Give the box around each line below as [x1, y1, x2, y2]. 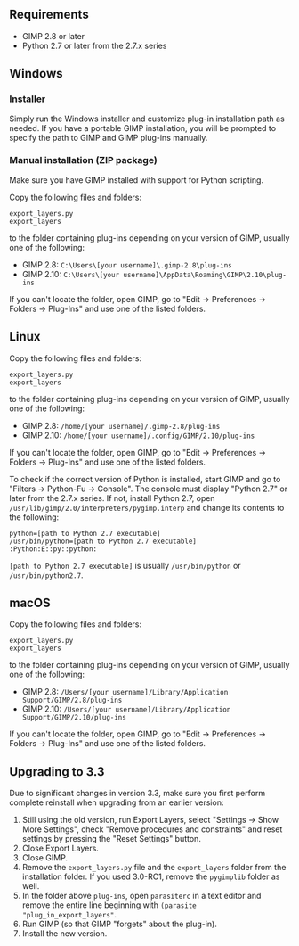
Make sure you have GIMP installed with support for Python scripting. [9, 174, 264, 185]
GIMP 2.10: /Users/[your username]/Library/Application [21, 703, 231, 714]
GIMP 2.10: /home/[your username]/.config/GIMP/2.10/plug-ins [21, 430, 255, 440]
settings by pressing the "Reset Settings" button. [21, 834, 202, 844]
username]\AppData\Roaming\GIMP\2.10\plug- [123, 270, 287, 279]
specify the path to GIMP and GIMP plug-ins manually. [9, 132, 208, 143]
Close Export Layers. [21, 843, 100, 854]
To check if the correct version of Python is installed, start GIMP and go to [9, 473, 281, 484]
